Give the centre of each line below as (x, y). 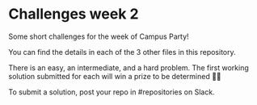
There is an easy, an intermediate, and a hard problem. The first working (128, 67)
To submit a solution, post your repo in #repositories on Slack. (112, 92)
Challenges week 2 (74, 14)
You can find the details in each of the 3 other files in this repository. (122, 52)
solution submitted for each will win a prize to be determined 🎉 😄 (115, 76)
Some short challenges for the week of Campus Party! (99, 36)
